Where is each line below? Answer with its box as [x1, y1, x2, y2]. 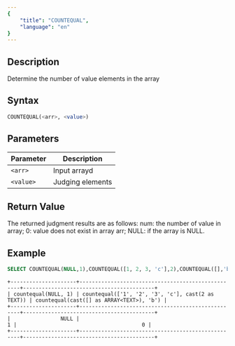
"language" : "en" [20, 23, 71, 30]
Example [7, 247, 46, 259]
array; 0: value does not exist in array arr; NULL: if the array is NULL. [7, 227, 205, 235]
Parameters [7, 133, 59, 145]
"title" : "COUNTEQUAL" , [20, 17, 90, 24]
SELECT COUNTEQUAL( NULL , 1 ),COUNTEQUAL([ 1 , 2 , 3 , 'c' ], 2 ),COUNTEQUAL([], [7, 266, 224, 273]
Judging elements [52, 177, 113, 187]
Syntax [7, 95, 39, 107]
